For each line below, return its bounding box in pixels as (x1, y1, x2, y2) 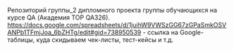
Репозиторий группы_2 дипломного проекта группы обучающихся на (7, 6, 217, 14)
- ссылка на (142, 28, 178, 36)
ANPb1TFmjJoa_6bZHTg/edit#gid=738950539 (7, 28, 142, 36)
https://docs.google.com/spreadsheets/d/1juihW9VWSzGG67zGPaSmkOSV (7, 21, 227, 29)
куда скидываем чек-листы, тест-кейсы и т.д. (36, 36, 174, 44)
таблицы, (7, 36, 35, 44)
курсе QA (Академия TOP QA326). (7, 13, 111, 22)
